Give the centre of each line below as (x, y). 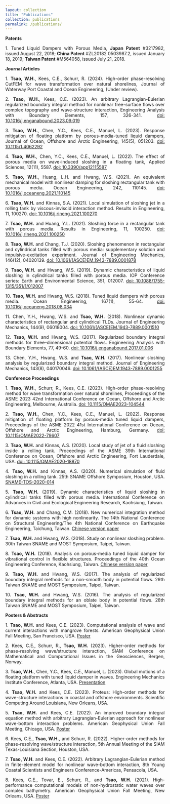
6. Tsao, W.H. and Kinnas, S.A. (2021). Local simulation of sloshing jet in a (85, 203)
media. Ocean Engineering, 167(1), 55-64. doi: (85, 301)
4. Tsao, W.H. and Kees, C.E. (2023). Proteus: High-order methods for (85, 692)
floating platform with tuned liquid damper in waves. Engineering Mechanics (85, 677)
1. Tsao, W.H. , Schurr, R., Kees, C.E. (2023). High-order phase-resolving (85, 388)
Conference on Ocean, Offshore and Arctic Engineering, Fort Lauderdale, (85, 456)
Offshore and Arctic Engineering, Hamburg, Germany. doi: (85, 430)
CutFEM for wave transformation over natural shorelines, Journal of (85, 84)
